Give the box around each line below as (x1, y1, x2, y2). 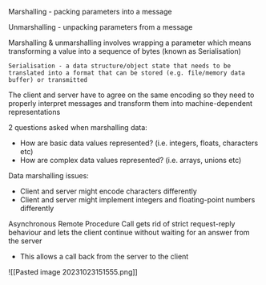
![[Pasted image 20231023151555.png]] (8, 267, 138, 276)
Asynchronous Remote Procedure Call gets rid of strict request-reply (8, 219, 236, 228)
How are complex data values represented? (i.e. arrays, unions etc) (19, 156, 242, 165)
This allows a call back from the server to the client (19, 252, 189, 261)
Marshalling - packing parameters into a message (8, 7, 172, 16)
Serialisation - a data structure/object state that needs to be (8, 62, 231, 70)
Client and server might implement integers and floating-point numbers (19, 195, 256, 204)
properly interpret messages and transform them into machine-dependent (8, 99, 253, 108)
